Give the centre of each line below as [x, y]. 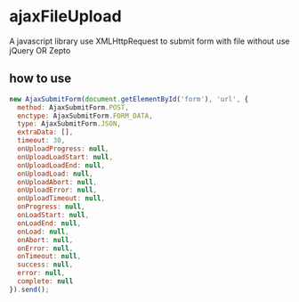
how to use [40, 79]
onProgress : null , [52, 207]
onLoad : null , [43, 232]
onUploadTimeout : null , [61, 199]
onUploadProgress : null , [63, 149]
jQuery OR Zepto [40, 50]
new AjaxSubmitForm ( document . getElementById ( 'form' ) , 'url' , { [129, 99]
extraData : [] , [45, 132]
